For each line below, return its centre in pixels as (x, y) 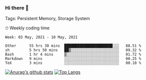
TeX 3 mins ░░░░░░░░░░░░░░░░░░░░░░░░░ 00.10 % (73, 63)
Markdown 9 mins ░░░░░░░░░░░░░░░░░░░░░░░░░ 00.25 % (73, 59)
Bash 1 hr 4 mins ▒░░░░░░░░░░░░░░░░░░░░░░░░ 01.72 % (73, 54)
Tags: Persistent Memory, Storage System (48, 19)
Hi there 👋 (17, 8)
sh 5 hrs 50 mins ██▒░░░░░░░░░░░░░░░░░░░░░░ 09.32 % (73, 50)
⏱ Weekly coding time (27, 28)
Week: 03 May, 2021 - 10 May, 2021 (41, 37)
